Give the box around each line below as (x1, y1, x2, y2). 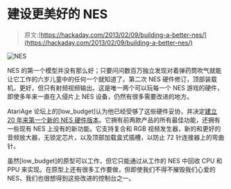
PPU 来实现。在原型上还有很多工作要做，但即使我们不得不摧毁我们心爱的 (7, 165, 216, 174)
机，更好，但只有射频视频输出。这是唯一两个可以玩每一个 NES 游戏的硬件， (7, 83, 223, 92)
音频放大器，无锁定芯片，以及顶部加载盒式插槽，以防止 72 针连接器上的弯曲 (7, 133, 225, 141)
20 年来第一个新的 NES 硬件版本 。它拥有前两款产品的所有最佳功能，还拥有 (7, 115, 221, 124)
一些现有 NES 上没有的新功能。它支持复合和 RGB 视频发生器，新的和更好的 (7, 124, 221, 133)
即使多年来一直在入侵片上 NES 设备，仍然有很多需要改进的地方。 (7, 92, 193, 101)
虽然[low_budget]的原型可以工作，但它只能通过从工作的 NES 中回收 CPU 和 (7, 156, 223, 165)
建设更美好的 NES (7, 6, 108, 22)
